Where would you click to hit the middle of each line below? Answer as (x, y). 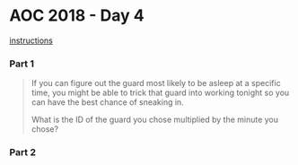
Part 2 (23, 152)
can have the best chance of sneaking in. (107, 102)
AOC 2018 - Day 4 (77, 16)
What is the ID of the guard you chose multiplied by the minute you (155, 120)
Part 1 (22, 64)
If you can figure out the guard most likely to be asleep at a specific (156, 83)
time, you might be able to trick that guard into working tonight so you (160, 93)
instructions (31, 40)
